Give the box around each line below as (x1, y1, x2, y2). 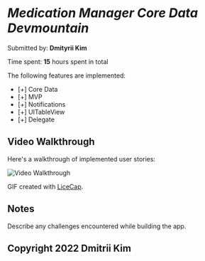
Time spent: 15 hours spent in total (7, 57, 109, 65)
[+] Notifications (17, 100, 66, 108)
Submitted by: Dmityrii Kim (7, 43, 87, 52)
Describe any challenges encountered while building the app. (7, 222, 187, 230)
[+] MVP (17, 92, 43, 101)
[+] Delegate (17, 115, 55, 124)
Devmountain (7, 20, 89, 36)
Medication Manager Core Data (7, 5, 199, 21)
